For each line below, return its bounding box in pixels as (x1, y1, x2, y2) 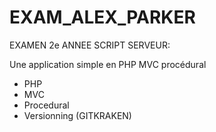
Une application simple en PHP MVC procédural (9, 58, 207, 70)
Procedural (23, 99, 70, 111)
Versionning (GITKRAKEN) (23, 109, 132, 121)
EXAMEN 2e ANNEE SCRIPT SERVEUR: (9, 39, 171, 51)
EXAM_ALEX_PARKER (9, 6, 196, 29)
